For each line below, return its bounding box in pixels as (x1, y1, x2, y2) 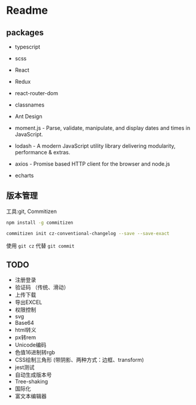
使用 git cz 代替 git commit (6, 242, 75, 249)
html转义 (14, 327, 37, 334)
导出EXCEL (14, 299, 42, 306)
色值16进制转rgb (14, 349, 56, 356)
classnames (14, 101, 45, 108)
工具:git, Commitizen (6, 208, 57, 215)
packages (6, 28, 44, 38)
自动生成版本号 (14, 371, 52, 379)
